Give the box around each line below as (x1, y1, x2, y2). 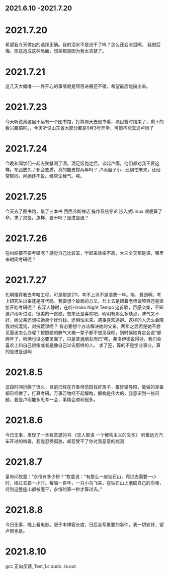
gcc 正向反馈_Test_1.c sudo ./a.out (5, 563, 76, 569)
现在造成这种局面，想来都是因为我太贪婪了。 (14, 48, 107, 54)
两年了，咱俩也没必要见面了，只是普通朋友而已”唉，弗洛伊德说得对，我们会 (5, 336, 162, 342)
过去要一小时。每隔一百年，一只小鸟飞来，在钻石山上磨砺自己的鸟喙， (18, 480, 164, 486)
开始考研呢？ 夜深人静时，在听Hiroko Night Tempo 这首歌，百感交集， (9, 304, 155, 310)
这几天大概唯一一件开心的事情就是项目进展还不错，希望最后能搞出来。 (5, 83, 151, 89)
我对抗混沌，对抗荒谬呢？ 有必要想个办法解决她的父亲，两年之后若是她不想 (5, 323, 161, 329)
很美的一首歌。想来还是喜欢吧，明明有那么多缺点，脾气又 (36, 310, 155, 316)
